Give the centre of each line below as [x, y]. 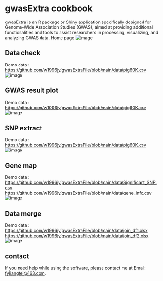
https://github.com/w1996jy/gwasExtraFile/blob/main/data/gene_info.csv [79, 193]
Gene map [21, 165]
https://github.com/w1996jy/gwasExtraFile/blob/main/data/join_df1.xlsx [76, 230]
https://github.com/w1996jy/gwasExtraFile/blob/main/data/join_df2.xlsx [77, 236]
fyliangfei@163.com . [26, 273]
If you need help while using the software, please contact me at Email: [76, 268]
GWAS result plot [32, 91]
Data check [23, 53]
